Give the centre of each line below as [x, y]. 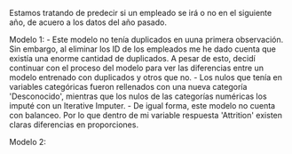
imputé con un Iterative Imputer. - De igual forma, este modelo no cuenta [142, 105]
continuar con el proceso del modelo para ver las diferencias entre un [137, 68]
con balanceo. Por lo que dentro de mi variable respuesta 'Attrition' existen [146, 115]
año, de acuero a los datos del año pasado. [88, 22]
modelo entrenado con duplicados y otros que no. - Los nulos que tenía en [146, 77]
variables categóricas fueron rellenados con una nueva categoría [128, 87]
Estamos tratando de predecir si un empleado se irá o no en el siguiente [141, 13]
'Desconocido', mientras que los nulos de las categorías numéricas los [138, 96]
